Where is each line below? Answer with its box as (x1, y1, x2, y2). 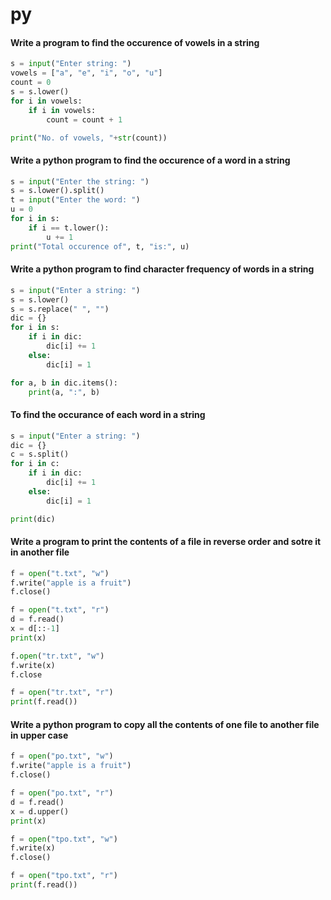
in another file (10, 546, 70, 558)
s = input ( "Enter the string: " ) (10, 176, 150, 187)
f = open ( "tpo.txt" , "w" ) (10, 834, 118, 844)
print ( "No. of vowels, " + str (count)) (10, 133, 168, 143)
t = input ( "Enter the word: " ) (10, 195, 141, 205)
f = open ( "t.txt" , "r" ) (10, 605, 110, 615)
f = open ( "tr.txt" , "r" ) (10, 688, 114, 698)
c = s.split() (10, 449, 70, 460)
